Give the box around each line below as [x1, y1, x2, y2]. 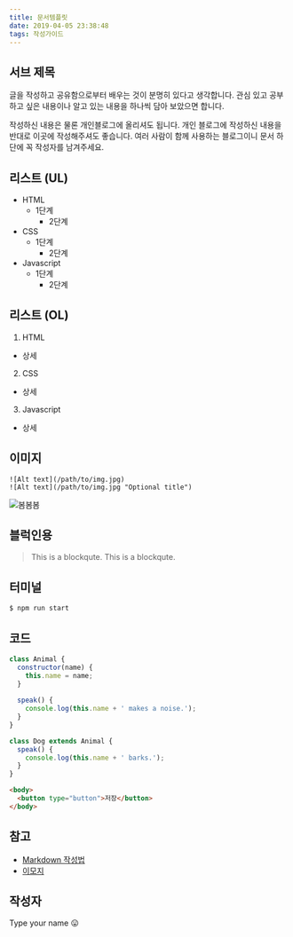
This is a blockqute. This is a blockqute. [30, 552, 176, 563]
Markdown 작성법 [21, 854, 86, 865]
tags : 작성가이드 [9, 29, 64, 38]
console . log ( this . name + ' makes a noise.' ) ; [25, 705, 197, 713]
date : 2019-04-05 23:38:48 [9, 21, 109, 30]
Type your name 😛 [9, 917, 80, 928]
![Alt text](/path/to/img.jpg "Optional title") [9, 483, 193, 492]
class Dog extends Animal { [9, 736, 114, 745]
